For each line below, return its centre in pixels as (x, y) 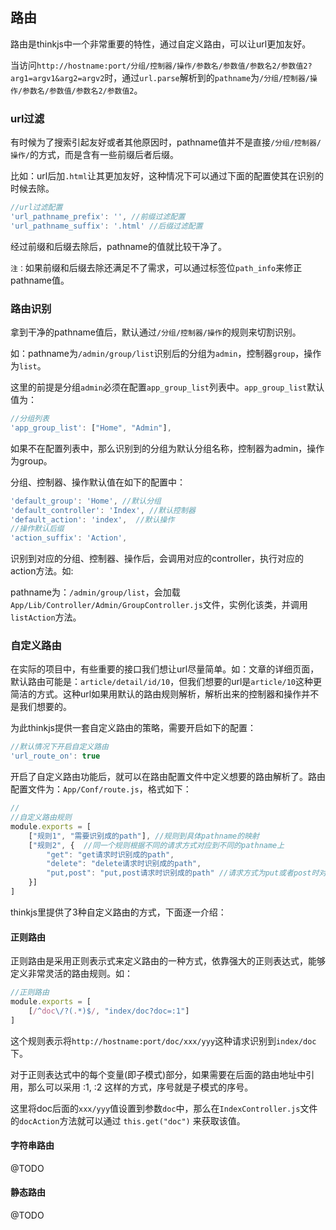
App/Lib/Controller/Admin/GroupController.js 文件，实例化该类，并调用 (159, 605)
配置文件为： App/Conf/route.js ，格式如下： (101, 789)
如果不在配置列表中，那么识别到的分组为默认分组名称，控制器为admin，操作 (167, 448)
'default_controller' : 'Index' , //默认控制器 (103, 510)
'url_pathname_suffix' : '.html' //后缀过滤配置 (106, 226)
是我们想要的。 (41, 707)
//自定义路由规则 (41, 818)
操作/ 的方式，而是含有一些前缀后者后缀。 (94, 155)
